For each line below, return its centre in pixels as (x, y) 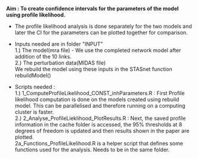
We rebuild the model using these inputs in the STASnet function (93, 69)
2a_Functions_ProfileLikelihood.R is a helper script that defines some (99, 143)
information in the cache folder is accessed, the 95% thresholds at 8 (98, 124)
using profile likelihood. (36, 15)
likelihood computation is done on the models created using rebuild (97, 99)
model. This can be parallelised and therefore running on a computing (100, 106)
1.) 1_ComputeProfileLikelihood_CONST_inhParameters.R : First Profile (100, 93)
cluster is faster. (34, 112)
